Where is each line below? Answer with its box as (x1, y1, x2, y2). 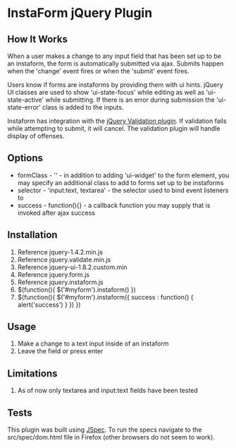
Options (7, 152, 44, 164)
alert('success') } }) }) (17, 300, 81, 309)
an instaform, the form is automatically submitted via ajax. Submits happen (7, 59, 224, 68)
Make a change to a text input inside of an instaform (17, 339, 169, 348)
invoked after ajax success (17, 208, 95, 217)
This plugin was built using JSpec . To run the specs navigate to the (7, 425, 202, 434)
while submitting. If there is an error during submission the (45, 95, 215, 104)
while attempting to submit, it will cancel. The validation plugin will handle (7, 124, 221, 132)
